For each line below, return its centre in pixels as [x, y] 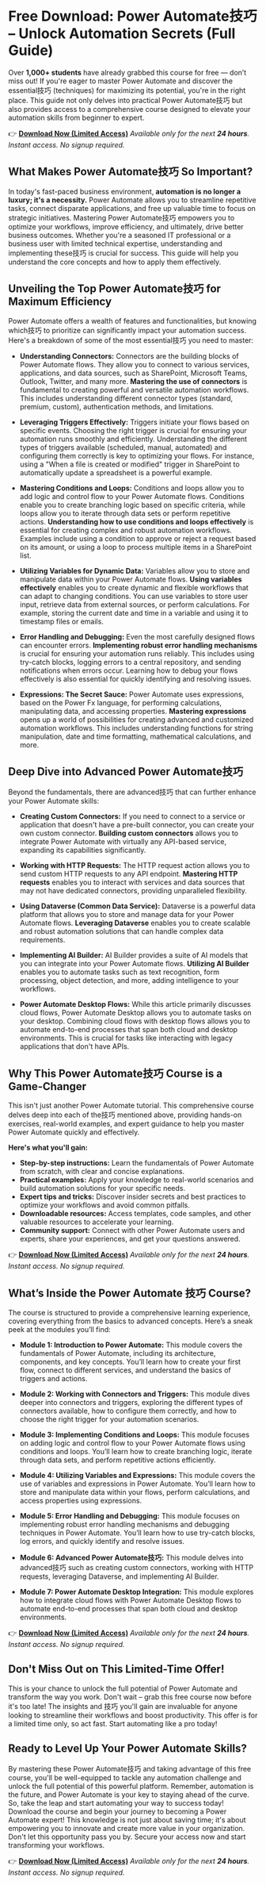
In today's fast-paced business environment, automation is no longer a [125, 191]
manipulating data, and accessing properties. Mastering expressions [133, 711]
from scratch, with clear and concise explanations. [102, 1172]
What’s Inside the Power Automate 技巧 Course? [130, 1293]
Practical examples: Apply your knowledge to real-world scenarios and [137, 1180]
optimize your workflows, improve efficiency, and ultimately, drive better [126, 226]
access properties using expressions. [81, 1501]
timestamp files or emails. [62, 621]
